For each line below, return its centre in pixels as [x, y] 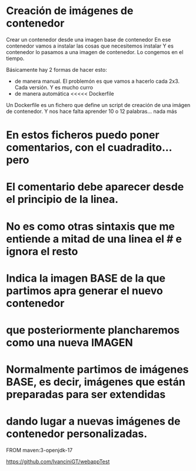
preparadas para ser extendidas [86, 395]
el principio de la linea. [62, 200]
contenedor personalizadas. [77, 434]
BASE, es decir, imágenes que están [96, 382]
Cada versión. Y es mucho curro [54, 87]
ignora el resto [42, 251]
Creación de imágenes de [70, 11]
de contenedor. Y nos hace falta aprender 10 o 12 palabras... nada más [92, 111]
